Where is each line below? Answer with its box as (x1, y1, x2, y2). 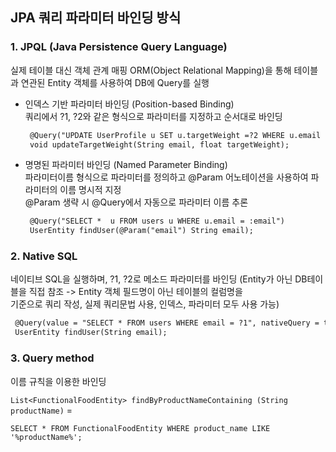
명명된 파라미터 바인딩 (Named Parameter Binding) (24, 159, 228, 171)
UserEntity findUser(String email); (14, 328, 168, 338)
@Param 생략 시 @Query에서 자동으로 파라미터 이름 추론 (24, 196, 249, 208)
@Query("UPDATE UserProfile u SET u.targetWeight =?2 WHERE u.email (29, 130, 322, 140)
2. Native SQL (10, 249, 78, 263)
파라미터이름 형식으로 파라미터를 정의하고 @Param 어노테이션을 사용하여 (24, 171, 309, 183)
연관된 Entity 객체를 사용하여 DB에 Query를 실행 (20, 76, 210, 88)
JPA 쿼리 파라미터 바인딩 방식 (10, 9, 182, 27)
